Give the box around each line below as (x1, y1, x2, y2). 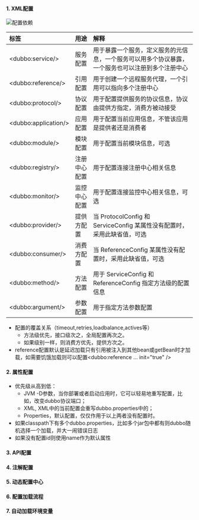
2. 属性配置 (6, 368, 34, 375)
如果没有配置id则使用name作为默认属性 (14, 434, 111, 441)
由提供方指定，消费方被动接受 (92, 104, 176, 112)
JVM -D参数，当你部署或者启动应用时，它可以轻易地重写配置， (23, 390, 178, 397)
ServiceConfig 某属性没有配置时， (92, 221, 188, 230)
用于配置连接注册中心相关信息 (92, 164, 176, 172)
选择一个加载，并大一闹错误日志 (20, 427, 98, 434)
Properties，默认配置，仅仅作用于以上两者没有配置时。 (23, 412, 158, 419)
